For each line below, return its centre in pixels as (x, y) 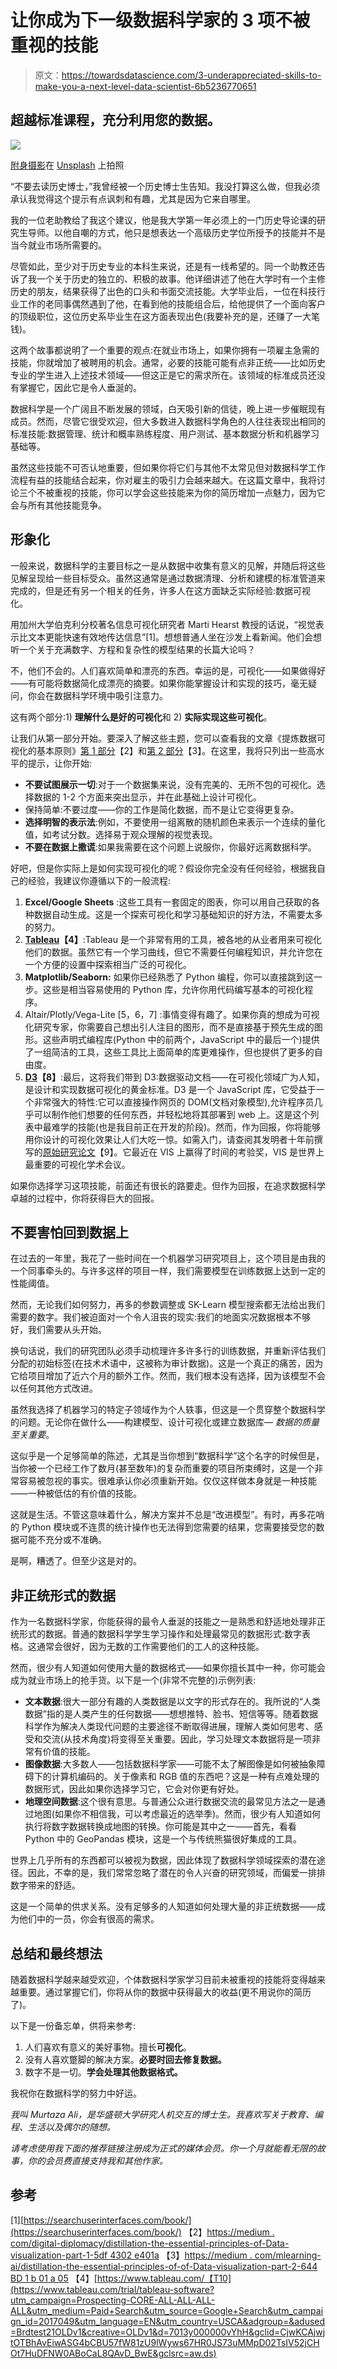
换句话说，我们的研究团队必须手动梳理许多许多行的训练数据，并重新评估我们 (168, 1351)
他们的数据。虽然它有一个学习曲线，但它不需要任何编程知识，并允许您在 (173, 952)
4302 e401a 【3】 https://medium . (181, 2255)
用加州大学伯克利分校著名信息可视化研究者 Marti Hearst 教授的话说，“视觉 (163, 624)
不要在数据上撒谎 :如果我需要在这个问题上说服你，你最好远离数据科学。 (170, 847)
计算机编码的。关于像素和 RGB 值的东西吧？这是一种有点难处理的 (185, 1777)
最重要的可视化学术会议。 (77, 1164)
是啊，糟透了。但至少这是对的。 (76, 1561)
